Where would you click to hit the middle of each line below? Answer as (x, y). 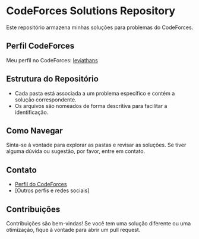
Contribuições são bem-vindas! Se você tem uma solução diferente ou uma (99, 223)
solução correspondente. (45, 100)
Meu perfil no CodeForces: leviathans (52, 60)
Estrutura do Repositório (53, 79)
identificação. (31, 112)
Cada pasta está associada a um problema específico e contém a (95, 93)
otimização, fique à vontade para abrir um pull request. (73, 230)
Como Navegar (35, 131)
